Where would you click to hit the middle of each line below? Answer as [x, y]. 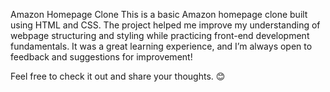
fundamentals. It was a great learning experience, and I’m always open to [161, 46]
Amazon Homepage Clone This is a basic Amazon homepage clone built [159, 14]
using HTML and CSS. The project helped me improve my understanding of [165, 25]
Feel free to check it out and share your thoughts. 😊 [118, 76]
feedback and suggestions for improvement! [101, 57]
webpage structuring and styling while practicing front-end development [160, 35]
